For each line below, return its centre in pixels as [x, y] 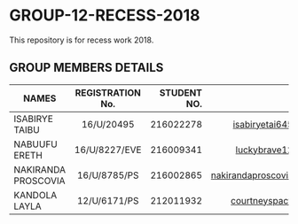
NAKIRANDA [40, 169]
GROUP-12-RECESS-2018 [105, 15]
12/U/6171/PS [108, 200]
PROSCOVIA [39, 181]
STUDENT [180, 92]
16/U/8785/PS [108, 175]
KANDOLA [35, 195]
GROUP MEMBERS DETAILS [86, 68]
